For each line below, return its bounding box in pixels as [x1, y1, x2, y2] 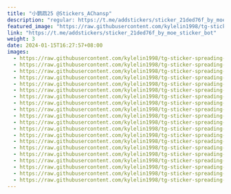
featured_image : [7, 23, 54, 30]
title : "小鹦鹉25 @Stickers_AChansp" [7, 10, 112, 17]
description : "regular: [7, 17, 76, 23]
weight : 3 [7, 36, 36, 43]
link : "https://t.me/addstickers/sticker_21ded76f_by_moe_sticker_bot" [7, 29, 217, 36]
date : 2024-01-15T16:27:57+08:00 [7, 42, 103, 49]
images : [7, 49, 30, 56]
